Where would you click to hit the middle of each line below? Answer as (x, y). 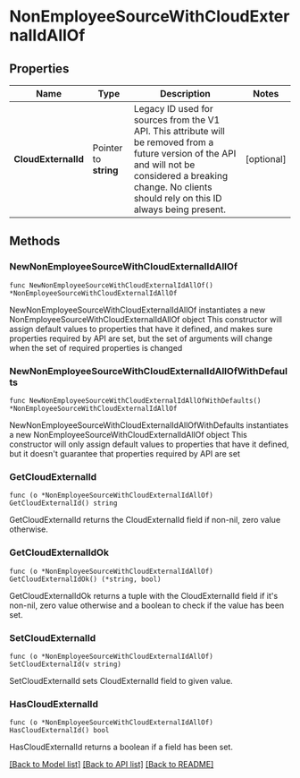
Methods (35, 241)
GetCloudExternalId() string (63, 503)
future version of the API (185, 154)
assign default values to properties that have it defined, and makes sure (141, 329)
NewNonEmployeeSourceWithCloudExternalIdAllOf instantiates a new (137, 310)
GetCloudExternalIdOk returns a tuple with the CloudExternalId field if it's (144, 595)
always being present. (179, 209)
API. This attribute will (179, 131)
